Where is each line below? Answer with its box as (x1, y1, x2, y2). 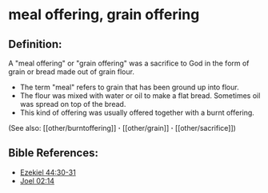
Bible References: (8, 146, 98, 160)
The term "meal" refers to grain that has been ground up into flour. (19, 82, 239, 92)
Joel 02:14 (19, 175, 54, 185)
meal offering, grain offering (8, 6, 200, 24)
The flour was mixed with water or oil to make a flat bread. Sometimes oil (19, 91, 261, 100)
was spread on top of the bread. (19, 100, 126, 108)
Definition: (8, 37, 62, 51)
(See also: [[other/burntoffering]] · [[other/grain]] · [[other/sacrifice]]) (8, 124, 236, 132)
